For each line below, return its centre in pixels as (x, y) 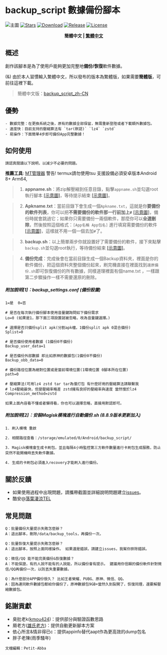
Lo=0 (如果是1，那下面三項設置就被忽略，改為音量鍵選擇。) (58, 318)
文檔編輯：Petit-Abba (26, 648)
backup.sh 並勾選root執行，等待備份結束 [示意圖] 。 (76, 248)
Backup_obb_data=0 (24, 360)
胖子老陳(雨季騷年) (32, 637)
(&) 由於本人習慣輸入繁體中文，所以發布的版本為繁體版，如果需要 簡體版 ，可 (83, 76)
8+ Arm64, (16, 179)
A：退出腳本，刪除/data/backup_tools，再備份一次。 (54, 534)
